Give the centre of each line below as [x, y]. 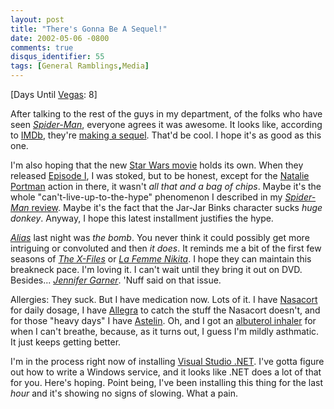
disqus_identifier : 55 [57, 57]
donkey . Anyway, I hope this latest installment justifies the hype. [142, 218]
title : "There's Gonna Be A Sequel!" [89, 29]
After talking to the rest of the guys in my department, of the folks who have [166, 114]
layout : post [37, 19]
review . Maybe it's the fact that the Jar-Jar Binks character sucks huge [177, 207]
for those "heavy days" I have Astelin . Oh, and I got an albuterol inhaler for [163, 320]
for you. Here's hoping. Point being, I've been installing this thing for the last [167, 382]
